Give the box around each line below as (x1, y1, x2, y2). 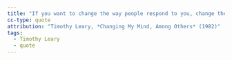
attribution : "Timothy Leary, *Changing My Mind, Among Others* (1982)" (7, 23, 221, 30)
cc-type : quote (7, 17, 51, 23)
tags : (7, 29, 23, 37)
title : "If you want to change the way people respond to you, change (7, 10, 215, 17)
